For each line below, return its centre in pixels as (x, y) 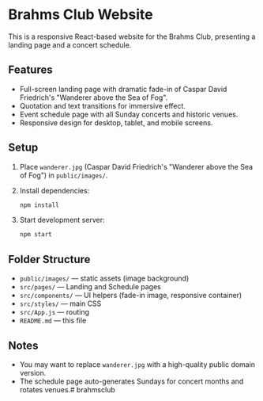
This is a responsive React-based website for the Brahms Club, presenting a (132, 36)
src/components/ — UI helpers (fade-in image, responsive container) (131, 296)
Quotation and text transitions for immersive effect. (102, 105)
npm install (39, 205)
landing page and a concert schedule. (70, 44)
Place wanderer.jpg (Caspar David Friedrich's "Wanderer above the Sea (136, 166)
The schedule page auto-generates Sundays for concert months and (131, 381)
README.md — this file (53, 321)
